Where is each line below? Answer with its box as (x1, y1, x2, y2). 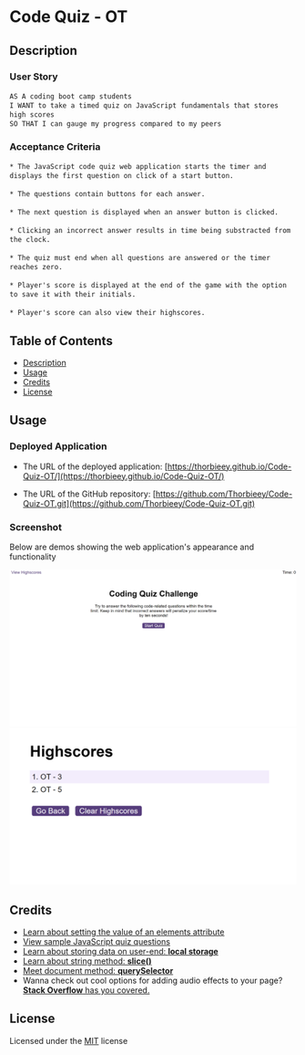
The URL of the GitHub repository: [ (22, 488, 157, 499)
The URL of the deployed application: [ (22, 461, 168, 472)
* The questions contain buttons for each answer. (9, 190, 206, 199)
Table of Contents (9, 333, 114, 349)
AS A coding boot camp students (9, 91, 132, 101)
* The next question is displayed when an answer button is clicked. (9, 208, 280, 217)
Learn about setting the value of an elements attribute (22, 926, 225, 937)
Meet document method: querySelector (22, 966, 174, 977)
